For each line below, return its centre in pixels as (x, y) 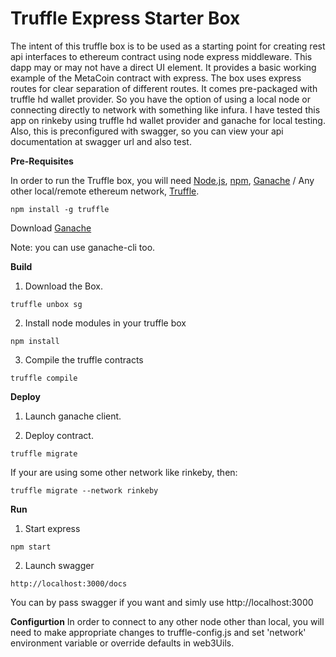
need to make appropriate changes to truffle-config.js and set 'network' (158, 632)
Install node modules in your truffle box (105, 323)
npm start (31, 547)
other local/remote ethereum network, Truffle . (105, 191)
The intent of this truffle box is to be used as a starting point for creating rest (168, 46)
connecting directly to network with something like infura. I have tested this (165, 109)
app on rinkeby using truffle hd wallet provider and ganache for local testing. (168, 120)
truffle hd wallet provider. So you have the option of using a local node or (161, 99)
